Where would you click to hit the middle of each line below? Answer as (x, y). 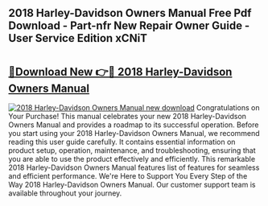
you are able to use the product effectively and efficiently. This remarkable (132, 159)
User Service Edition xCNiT (78, 38)
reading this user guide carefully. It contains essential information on (122, 142)
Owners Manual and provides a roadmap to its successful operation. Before (134, 125)
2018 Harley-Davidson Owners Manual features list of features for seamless (134, 167)
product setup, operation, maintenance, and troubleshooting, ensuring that (132, 150)
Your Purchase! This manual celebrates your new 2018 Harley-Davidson (128, 116)
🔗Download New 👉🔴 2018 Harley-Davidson (120, 72)
